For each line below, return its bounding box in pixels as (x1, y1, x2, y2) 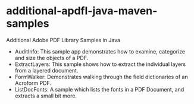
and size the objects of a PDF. (14, 54, 89, 61)
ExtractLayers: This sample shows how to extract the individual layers (14, 61, 186, 68)
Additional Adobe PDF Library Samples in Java (6, 36, 121, 43)
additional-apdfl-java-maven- (6, 4, 158, 18)
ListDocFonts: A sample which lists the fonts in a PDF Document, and (14, 86, 184, 93)
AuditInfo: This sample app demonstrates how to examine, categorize (14, 48, 186, 55)
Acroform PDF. (14, 79, 52, 87)
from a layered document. (14, 67, 79, 74)
